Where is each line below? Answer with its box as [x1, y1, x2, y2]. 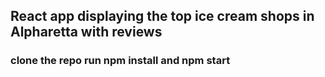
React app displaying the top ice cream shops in [10, 8, 315, 25]
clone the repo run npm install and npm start [10, 54, 231, 68]
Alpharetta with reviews [10, 24, 163, 41]
